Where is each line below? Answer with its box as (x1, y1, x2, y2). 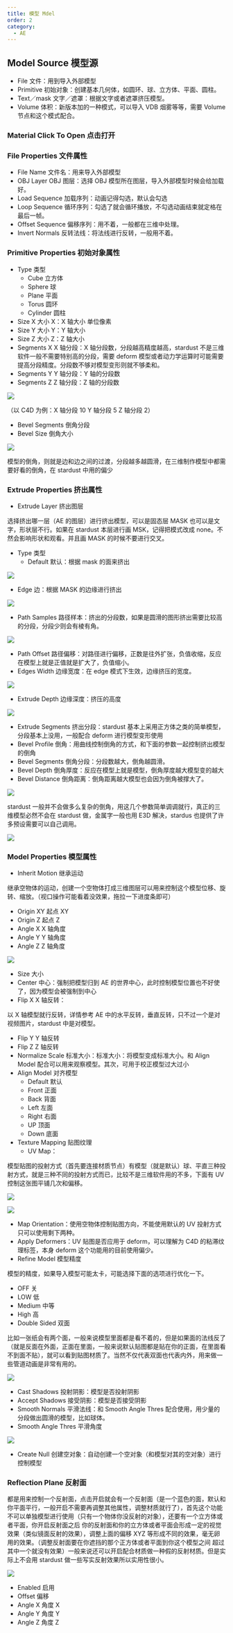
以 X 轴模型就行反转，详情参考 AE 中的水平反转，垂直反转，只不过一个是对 (7, 1010, 221, 1019)
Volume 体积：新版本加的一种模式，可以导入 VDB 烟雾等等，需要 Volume (17, 103, 226, 111)
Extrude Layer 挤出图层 (17, 502, 84, 510)
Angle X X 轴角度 (17, 925, 66, 933)
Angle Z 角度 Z (17, 1618, 60, 1627)
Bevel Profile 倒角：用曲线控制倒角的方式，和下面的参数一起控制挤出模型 (17, 739, 225, 748)
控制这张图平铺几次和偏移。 (7, 1179, 87, 1188)
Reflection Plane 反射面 (7, 1478, 87, 1488)
